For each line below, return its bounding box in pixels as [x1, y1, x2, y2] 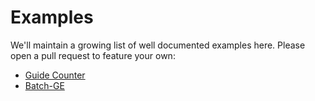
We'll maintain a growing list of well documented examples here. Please [10, 39, 306, 51]
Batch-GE [24, 79, 65, 91]
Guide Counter [24, 69, 86, 81]
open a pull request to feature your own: [10, 49, 176, 61]
